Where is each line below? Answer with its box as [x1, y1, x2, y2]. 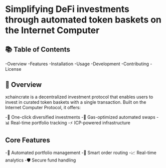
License [5, 66, 21, 72]
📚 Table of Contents [5, 45, 71, 53]
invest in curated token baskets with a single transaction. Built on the [5, 99, 147, 105]
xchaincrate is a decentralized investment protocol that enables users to [5, 94, 154, 100]
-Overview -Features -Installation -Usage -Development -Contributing [5, 61, 150, 67]
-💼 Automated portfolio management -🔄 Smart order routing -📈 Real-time [5, 150, 157, 156]
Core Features [5, 136, 50, 145]
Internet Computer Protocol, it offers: [5, 104, 81, 110]
